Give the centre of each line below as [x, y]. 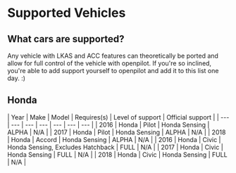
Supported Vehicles [67, 13]
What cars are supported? [66, 39]
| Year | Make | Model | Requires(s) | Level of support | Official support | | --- [118, 117]
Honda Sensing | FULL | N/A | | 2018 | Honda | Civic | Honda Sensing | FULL [117, 154]
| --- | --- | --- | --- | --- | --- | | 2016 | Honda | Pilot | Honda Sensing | [108, 124]
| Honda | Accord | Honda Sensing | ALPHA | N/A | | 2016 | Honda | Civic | [114, 139]
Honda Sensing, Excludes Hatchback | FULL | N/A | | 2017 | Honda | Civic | [115, 147]
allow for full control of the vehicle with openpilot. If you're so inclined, [110, 63]
